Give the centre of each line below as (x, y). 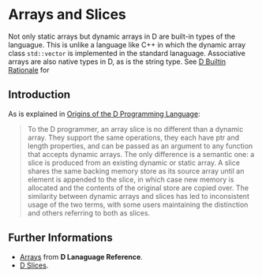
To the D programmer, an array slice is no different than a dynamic (135, 129)
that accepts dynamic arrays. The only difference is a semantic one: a (141, 154)
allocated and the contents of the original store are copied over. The (138, 188)
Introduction (39, 95)
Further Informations (60, 238)
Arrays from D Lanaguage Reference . (81, 256)
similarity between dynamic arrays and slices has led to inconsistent (138, 196)
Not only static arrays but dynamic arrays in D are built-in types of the (122, 36)
